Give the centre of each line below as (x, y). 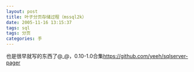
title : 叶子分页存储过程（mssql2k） (46, 17)
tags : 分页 (18, 33)
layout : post (22, 11)
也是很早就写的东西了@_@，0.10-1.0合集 (55, 56)
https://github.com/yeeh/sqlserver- (146, 56)
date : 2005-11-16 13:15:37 (39, 22)
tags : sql (18, 28)
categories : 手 (24, 39)
